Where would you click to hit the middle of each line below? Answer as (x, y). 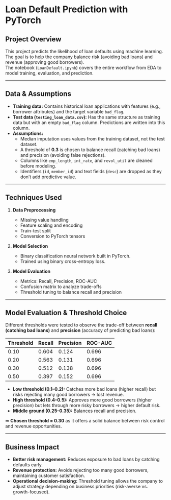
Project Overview (33, 39)
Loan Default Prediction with (67, 9)
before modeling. (38, 166)
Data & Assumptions (38, 94)
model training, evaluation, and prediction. (50, 73)
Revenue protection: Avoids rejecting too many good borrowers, (80, 470)
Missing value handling (44, 220)
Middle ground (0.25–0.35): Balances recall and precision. (74, 411)
